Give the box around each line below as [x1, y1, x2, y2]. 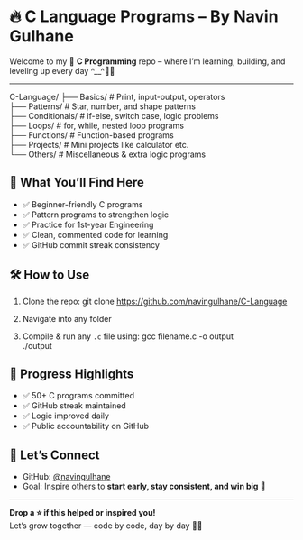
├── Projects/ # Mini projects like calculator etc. [9, 139, 189, 150]
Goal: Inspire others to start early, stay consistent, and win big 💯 [22, 481, 266, 492]
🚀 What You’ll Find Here [9, 175, 144, 190]
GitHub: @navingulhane [22, 471, 111, 482]
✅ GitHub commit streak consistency [22, 239, 161, 250]
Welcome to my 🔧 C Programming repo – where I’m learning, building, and [9, 56, 286, 67]
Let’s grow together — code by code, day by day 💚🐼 [9, 520, 203, 531]
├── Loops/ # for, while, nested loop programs [9, 120, 185, 131]
